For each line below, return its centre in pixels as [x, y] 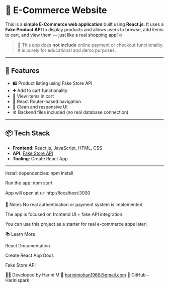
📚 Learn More [20, 234]
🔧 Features [22, 71]
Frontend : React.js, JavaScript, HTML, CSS [57, 148]
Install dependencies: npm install [39, 173]
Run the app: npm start [29, 182]
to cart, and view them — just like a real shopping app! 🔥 [64, 35]
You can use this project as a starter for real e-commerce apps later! [76, 224]
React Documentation [28, 245]
